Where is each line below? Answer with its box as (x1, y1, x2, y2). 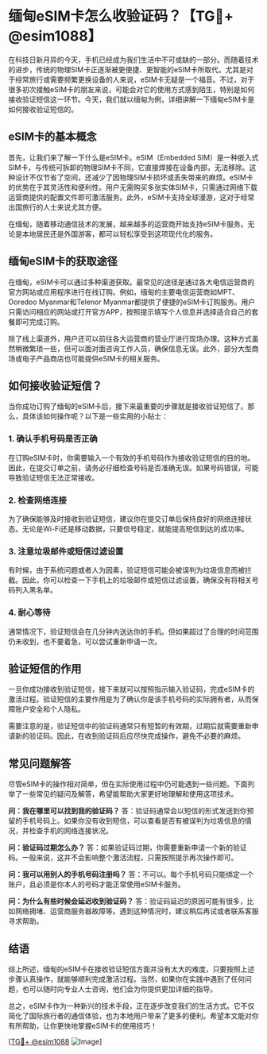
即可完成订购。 (14, 317, 64, 326)
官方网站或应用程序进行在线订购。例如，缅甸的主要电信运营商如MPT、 (8, 287, 240, 296)
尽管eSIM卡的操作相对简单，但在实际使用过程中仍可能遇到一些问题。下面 (8, 779, 248, 789)
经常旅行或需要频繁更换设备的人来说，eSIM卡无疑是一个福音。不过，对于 (14, 75, 255, 84)
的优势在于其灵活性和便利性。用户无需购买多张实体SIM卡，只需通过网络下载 (8, 182, 258, 191)
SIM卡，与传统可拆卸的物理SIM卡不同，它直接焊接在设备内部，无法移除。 (8, 162, 250, 172)
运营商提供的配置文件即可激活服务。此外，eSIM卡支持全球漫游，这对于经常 (8, 192, 255, 202)
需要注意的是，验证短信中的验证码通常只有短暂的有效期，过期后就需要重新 (8, 721, 252, 731)
